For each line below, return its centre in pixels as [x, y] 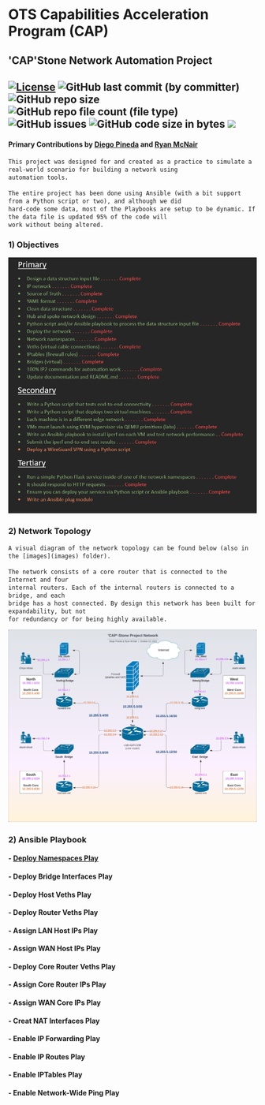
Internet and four [38, 580]
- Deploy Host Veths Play [50, 894]
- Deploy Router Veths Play [53, 913]
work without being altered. [56, 225]
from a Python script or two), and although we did [95, 202]
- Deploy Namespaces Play [53, 858]
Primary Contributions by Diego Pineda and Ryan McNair [103, 144]
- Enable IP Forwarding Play [54, 1039]
